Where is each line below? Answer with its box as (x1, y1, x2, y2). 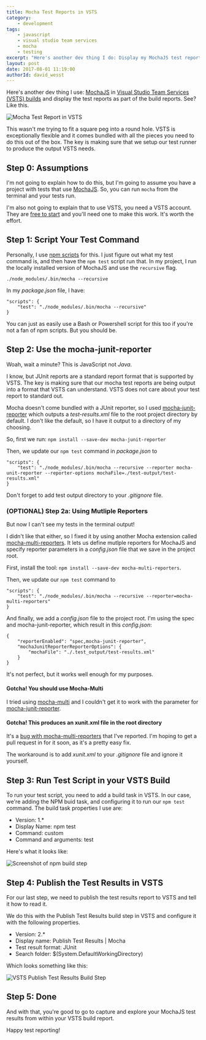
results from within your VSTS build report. (6, 1014, 115, 1022)
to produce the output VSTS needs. (6, 145, 96, 152)
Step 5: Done (6, 992, 57, 1002)
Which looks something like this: (6, 962, 88, 969)
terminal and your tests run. (6, 192, 76, 199)
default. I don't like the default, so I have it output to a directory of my (6, 417, 181, 424)
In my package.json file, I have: (6, 287, 85, 294)
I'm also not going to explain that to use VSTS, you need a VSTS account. (6, 204, 192, 212)
